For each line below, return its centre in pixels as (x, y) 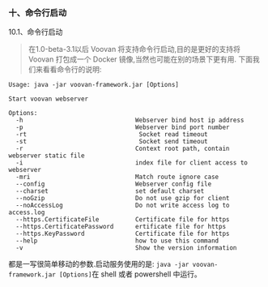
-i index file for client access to (132, 163)
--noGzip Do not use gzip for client (123, 199)
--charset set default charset (110, 191)
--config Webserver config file (114, 184)
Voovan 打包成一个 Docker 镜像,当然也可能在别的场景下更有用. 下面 (140, 59)
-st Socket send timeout (112, 142)
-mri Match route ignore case (117, 177)
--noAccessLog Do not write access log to (123, 206)
